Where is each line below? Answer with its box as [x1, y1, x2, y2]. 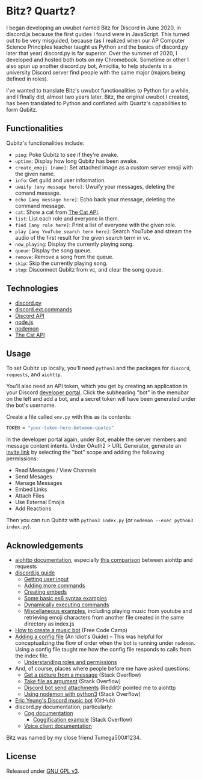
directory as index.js [23, 620, 75, 627]
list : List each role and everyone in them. [14, 215, 119, 222]
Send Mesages [14, 473, 52, 480]
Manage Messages [14, 480, 63, 487]
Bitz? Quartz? [6, 4, 76, 18]
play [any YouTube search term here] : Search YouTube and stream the [14, 227, 192, 235]
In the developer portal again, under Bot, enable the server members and [6, 436, 187, 443]
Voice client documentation [23, 722, 92, 730]
